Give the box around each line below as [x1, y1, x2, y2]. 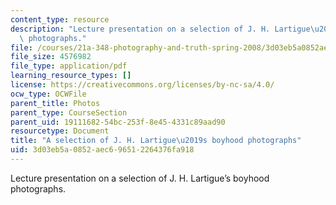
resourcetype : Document [10, 126, 110, 136]
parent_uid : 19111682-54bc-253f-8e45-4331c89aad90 [10, 117, 226, 127]
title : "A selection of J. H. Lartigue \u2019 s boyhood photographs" [10, 136, 302, 146]
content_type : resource [10, 14, 110, 25]
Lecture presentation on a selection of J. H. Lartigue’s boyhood [10, 172, 270, 184]
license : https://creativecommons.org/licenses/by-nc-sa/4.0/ [10, 80, 275, 90]
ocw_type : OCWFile [10, 89, 87, 99]
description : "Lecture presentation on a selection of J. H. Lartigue [10, 24, 311, 34]
